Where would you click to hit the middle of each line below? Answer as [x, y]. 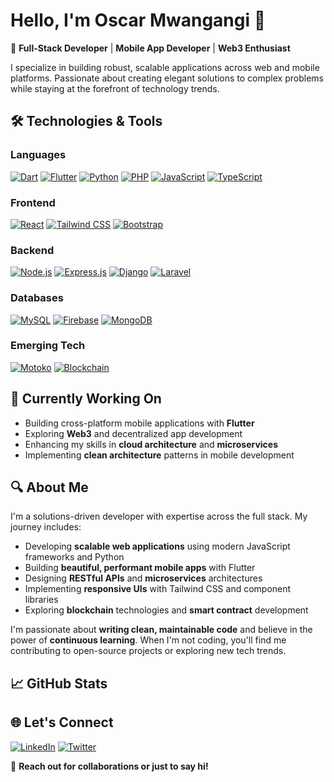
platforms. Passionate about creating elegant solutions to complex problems [167, 78]
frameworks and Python [74, 557]
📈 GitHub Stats [59, 683]
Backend [32, 250]
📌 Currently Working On [86, 399]
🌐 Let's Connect [62, 722]
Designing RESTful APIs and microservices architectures [143, 578]
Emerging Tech [48, 346]
